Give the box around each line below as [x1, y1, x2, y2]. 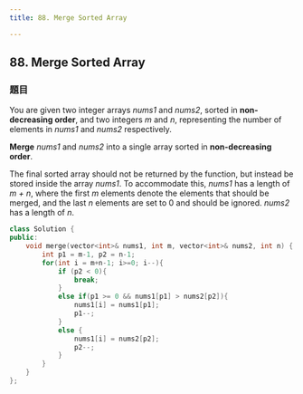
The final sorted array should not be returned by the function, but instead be [9, 168, 294, 179]
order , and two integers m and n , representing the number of [53, 114, 282, 125]
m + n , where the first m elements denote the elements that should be [9, 187, 270, 199]
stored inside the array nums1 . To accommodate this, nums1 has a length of [9, 178, 290, 189]
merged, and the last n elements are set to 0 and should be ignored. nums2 [9, 197, 290, 208]
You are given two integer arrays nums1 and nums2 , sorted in [9, 105, 238, 116]
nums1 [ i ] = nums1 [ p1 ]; [73, 301, 160, 310]
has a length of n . [9, 207, 75, 218]
